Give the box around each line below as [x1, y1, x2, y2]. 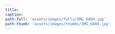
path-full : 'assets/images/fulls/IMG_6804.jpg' [5, 16, 106, 21]
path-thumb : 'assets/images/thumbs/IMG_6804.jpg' [5, 21, 111, 26]
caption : [5, 12, 23, 17]
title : [5, 7, 19, 12]
